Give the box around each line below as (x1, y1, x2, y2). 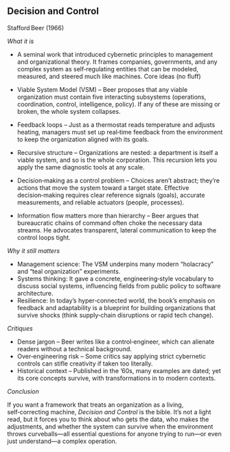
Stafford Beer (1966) (7, 23, 65, 32)
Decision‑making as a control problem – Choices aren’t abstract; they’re (16, 176, 220, 185)
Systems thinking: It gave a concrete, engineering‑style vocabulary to (16, 274, 214, 283)
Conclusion (7, 387, 40, 395)
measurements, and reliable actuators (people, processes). (16, 198, 185, 206)
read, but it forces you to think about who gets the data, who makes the (7, 415, 209, 423)
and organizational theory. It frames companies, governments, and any (16, 58, 218, 66)
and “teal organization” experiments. (16, 267, 121, 275)
